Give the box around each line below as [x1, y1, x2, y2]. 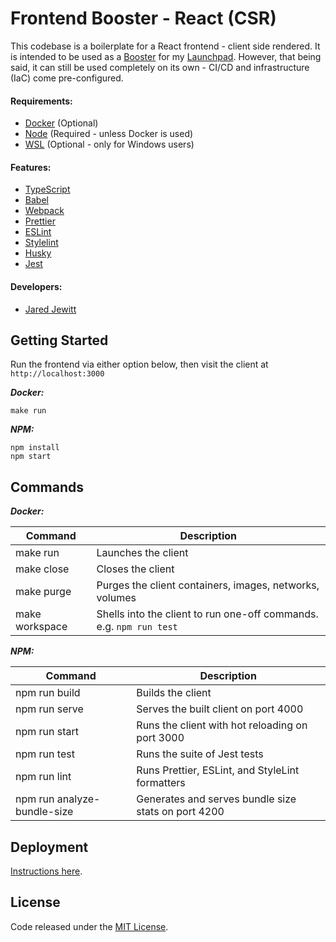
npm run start [15, 725, 80, 739]
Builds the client [136, 686, 212, 700]
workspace [15, 620, 68, 634]
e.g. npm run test [96, 620, 178, 634]
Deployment [10, 838, 89, 856]
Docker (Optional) [24, 117, 99, 129]
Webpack [24, 205, 65, 217]
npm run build [15, 686, 81, 700]
